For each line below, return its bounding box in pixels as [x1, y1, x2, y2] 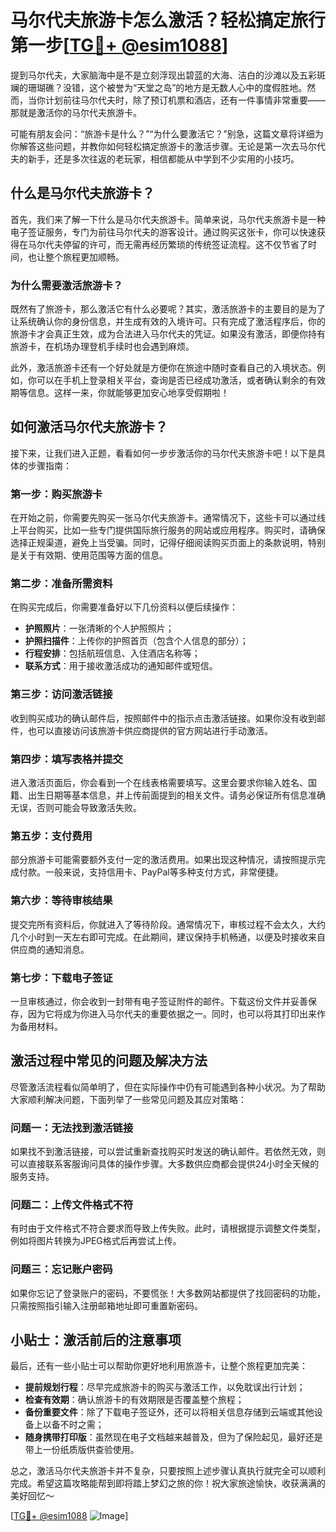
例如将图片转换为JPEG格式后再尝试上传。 [10, 1235, 182, 1247]
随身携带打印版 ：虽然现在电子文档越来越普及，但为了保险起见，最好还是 [24, 1431, 323, 1443]
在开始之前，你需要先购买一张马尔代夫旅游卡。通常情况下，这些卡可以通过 [10, 512, 317, 524]
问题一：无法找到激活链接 [10, 1121, 134, 1135]
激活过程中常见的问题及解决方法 [10, 1052, 208, 1070]
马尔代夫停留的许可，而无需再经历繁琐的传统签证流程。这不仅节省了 [27, 238, 308, 250]
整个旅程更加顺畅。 [44, 251, 125, 263]
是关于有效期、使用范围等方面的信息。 [10, 549, 168, 561]
